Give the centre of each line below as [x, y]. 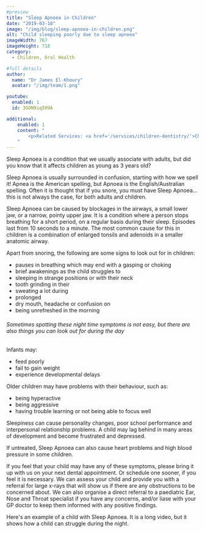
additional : [21, 119]
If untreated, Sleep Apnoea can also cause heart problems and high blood [99, 448]
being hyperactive [38, 399]
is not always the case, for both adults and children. [82, 197]
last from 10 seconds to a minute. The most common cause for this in [93, 228]
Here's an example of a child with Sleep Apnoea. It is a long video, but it [97, 517]
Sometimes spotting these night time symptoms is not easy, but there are [98, 324]
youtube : [17, 97]
